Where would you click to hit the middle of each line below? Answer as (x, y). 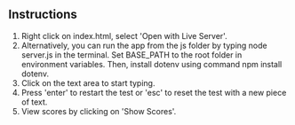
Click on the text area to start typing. (88, 82)
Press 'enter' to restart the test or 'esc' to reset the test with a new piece (154, 92)
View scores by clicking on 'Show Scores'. (99, 111)
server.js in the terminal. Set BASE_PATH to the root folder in (132, 55)
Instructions (43, 15)
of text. (34, 102)
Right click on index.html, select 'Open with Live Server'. (124, 35)
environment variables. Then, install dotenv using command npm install (151, 64)
